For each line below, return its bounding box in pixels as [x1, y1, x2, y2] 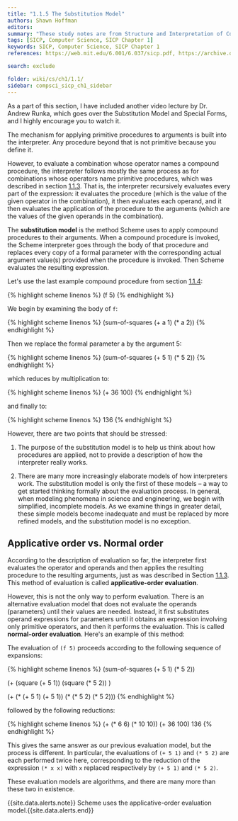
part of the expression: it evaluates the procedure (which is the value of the [7, 189, 227, 198]
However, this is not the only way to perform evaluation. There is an [7, 592, 205, 601]
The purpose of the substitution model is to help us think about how [17, 443, 216, 451]
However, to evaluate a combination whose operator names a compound [7, 159, 220, 167]
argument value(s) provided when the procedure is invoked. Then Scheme [7, 256, 225, 264]
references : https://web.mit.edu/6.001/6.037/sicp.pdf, [7, 50, 176, 57]
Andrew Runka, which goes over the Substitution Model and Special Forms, [7, 109, 227, 118]
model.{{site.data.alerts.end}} [7, 806, 94, 815]
